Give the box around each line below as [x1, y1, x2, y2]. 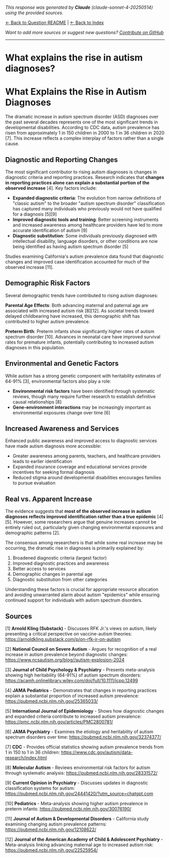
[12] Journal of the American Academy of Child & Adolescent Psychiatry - [5, 836, 163, 842]
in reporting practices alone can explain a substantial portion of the [5, 179, 150, 186]
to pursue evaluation [12, 480, 56, 486]
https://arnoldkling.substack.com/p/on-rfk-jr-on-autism [5, 636, 121, 642]
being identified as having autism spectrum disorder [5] [12, 243, 129, 250]
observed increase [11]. [5, 264, 54, 270]
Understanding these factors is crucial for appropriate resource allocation [5, 587, 158, 593]
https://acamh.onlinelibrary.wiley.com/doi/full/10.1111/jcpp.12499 [5, 678, 138, 683]
